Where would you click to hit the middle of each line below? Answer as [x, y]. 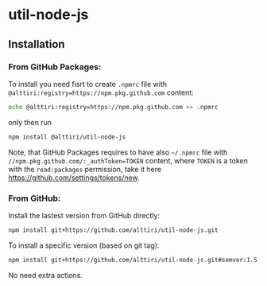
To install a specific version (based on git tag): [84, 245]
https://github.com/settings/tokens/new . [74, 178]
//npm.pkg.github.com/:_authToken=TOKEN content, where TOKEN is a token [128, 160]
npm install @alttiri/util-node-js [67, 137]
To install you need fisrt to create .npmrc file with [88, 84]
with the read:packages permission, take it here [85, 169]
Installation [37, 44]
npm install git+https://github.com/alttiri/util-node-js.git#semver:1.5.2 [136, 260]
